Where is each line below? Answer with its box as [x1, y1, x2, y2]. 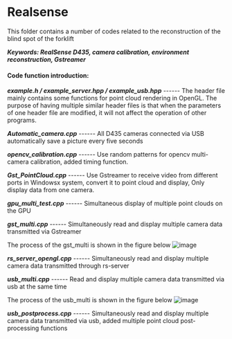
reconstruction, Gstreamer [7, 55, 87, 63]
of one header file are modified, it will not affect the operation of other [7, 109, 207, 117]
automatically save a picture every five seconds [7, 137, 143, 146]
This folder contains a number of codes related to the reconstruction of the [7, 27, 222, 35]
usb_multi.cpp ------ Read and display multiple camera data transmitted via [7, 275, 225, 284]
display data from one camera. [7, 186, 95, 194]
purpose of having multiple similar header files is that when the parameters [7, 101, 222, 110]
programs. [7, 116, 37, 125]
